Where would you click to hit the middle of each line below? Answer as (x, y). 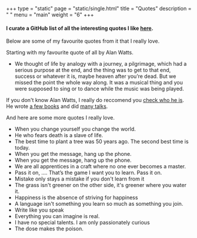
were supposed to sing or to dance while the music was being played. (99, 89)
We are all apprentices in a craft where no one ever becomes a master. (100, 166)
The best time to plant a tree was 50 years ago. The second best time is (102, 142)
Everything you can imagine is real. (57, 216)
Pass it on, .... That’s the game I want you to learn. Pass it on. (88, 173)
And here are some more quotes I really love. (60, 118)
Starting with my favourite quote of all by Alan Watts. (70, 53)
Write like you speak (39, 210)
